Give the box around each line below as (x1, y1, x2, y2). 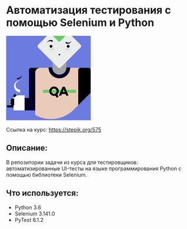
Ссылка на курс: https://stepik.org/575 (6, 126, 102, 133)
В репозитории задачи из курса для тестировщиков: (6, 159, 138, 166)
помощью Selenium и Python (6, 16, 155, 29)
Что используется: (6, 188, 79, 198)
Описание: (6, 143, 48, 153)
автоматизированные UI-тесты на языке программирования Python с (6, 165, 182, 172)
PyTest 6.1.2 (14, 216, 44, 223)
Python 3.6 (14, 204, 41, 211)
